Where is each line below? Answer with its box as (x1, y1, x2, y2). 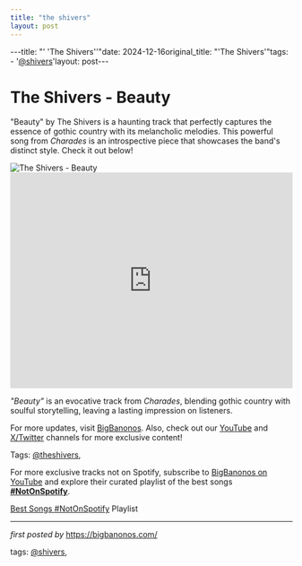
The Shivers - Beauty (10, 87, 171, 108)
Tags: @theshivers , (10, 449, 82, 460)
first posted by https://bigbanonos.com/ (10, 529, 158, 540)
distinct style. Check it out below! (10, 145, 134, 156)
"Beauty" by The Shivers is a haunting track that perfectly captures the (10, 117, 272, 127)
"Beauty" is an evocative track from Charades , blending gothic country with (10, 396, 290, 406)
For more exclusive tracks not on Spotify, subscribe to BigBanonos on (10, 467, 268, 478)
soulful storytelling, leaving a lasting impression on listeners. (10, 405, 233, 416)
